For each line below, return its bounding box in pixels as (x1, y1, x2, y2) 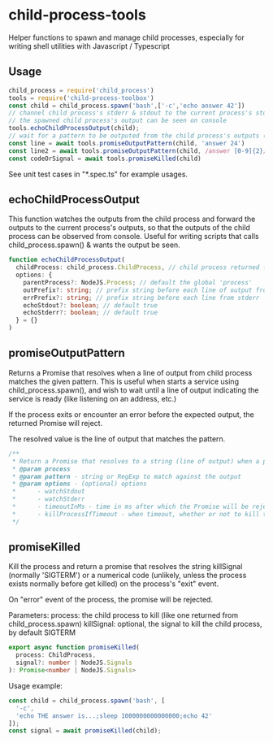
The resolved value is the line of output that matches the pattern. (8, 433, 226, 444)
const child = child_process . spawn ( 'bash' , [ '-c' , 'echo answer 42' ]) (8, 102, 245, 110)
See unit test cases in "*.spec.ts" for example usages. (8, 169, 188, 179)
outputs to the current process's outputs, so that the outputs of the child (8, 223, 250, 232)
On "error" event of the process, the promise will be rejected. (8, 595, 214, 605)
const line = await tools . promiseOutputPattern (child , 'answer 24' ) (8, 139, 245, 147)
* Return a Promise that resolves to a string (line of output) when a (11, 457, 260, 465)
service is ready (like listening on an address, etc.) (8, 393, 177, 403)
